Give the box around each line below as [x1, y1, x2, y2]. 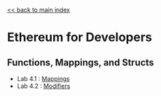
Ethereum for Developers [7, 30, 152, 45]
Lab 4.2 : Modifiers [16, 82, 70, 90]
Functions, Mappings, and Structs [7, 57, 155, 68]
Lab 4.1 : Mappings [16, 75, 70, 82]
